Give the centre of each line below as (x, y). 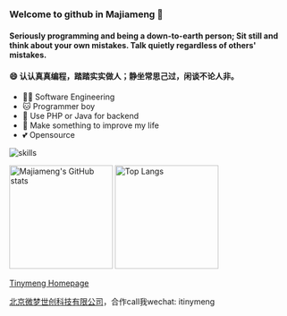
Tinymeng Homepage (49, 283)
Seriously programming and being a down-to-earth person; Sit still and (144, 36)
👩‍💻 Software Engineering (68, 97)
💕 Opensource (49, 134)
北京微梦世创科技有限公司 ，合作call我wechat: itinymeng (112, 301)
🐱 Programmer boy (59, 106)
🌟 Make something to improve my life (90, 125)
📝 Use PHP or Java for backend (80, 115)
